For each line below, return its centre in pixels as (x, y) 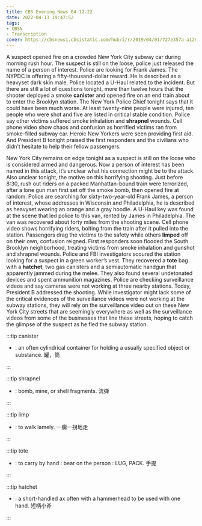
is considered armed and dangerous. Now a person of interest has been (95, 164)
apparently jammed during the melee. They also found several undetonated (99, 273)
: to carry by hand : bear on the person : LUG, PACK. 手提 (86, 463)
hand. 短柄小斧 (33, 506)
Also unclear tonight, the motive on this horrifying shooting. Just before (95, 177)
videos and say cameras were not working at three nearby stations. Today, (99, 286)
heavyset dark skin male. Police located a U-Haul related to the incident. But (101, 82)
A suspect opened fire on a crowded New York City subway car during (94, 57)
